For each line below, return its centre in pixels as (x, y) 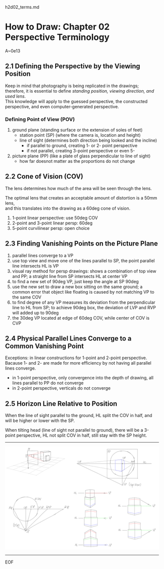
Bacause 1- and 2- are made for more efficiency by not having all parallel (78, 363)
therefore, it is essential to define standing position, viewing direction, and (80, 91)
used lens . (15, 96)
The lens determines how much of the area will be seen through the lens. (79, 188)
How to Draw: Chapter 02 (57, 27)
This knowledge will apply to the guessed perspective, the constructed (76, 101)
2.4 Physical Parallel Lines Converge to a (68, 338)
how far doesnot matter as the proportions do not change (77, 161)
